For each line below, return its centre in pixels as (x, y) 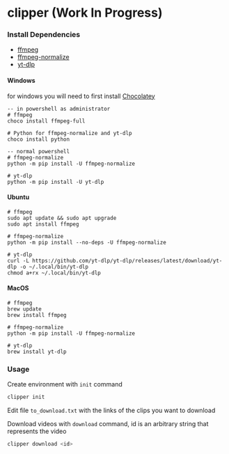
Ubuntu (18, 197)
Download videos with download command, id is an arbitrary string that (108, 424)
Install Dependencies (44, 35)
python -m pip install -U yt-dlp (56, 182)
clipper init (26, 397)
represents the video (37, 431)
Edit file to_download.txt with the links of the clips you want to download (111, 410)
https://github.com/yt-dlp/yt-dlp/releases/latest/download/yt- (127, 260)
